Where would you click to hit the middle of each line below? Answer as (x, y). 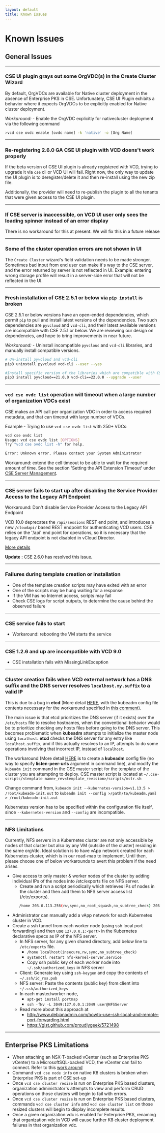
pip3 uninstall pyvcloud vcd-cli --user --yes (54, 364)
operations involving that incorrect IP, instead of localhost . (65, 749)
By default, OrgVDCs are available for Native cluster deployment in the (76, 93)
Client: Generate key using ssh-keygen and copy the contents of (84, 973)
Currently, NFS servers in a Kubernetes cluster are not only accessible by (79, 840)
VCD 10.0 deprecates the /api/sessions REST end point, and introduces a (80, 522)
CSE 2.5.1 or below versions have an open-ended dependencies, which (77, 315)
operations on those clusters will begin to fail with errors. (70, 1094)
